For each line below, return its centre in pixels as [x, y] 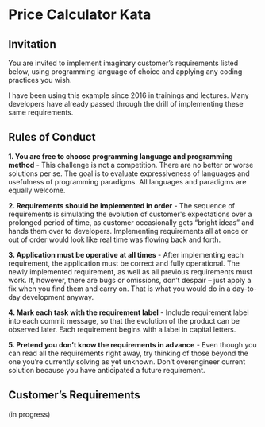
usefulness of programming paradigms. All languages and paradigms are [127, 181]
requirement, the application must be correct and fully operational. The [124, 263]
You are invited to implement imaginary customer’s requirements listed [123, 63]
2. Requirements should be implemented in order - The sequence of [122, 205]
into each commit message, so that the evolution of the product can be [124, 320]
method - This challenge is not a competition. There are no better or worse [131, 165]
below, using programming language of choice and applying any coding [125, 72]
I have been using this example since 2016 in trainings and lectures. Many [129, 95]
